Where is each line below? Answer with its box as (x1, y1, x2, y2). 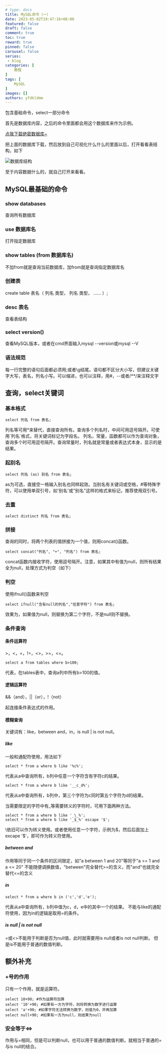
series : (5, 53, 21, 59)
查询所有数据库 (5, 212, 36, 218)
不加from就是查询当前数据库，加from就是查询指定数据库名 (5, 264, 125, 270)
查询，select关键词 (5, 389, 64, 397)
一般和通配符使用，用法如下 (5, 754, 62, 760)
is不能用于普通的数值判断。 (9, 941, 66, 947)
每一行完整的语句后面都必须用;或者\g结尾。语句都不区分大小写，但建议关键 (5, 366, 159, 372)
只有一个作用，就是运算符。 (5, 986, 62, 992)
